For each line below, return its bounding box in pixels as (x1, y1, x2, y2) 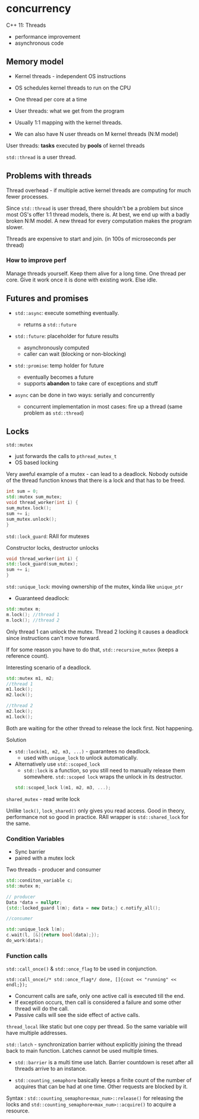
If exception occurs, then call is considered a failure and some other (14, 999, 182, 1006)
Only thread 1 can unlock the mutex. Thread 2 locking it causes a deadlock (6, 628, 189, 635)
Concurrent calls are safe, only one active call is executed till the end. (14, 993, 185, 1000)
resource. (6, 1107, 30, 1114)
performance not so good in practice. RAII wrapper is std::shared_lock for (6, 813, 189, 820)
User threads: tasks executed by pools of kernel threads (6, 142, 145, 149)
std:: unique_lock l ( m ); (6, 926, 65, 932)
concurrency (6, 2, 71, 16)
